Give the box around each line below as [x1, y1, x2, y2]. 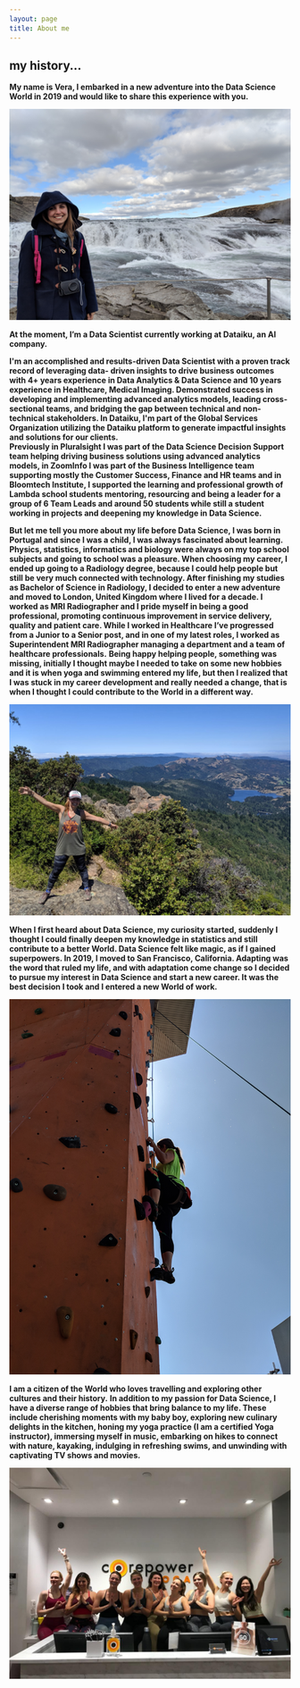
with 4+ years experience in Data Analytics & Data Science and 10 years [9, 375, 282, 386]
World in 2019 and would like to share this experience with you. [9, 91, 249, 102]
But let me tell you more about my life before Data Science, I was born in [9, 525, 281, 536]
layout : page [9, 14, 58, 23]
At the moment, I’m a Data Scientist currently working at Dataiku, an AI [9, 329, 277, 340]
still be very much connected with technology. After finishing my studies [9, 573, 286, 584]
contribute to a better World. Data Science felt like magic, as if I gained [9, 944, 277, 954]
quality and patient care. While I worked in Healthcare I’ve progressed [9, 620, 274, 631]
